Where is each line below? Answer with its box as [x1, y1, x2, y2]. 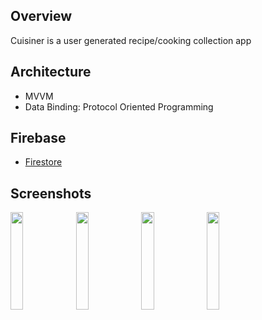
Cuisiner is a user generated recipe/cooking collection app [10, 34, 252, 46]
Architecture [10, 64, 92, 81]
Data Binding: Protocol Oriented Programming [24, 100, 214, 113]
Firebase [10, 130, 67, 147]
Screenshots [10, 185, 92, 202]
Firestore [24, 156, 63, 168]
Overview [10, 8, 73, 25]
